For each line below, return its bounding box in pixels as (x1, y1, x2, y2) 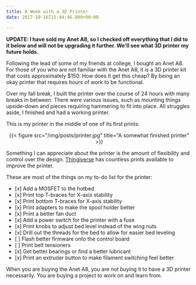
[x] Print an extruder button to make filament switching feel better (14, 254, 174, 261)
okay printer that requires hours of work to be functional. (6, 78, 145, 86)
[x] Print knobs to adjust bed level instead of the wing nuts (14, 222, 157, 229)
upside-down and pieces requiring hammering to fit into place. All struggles (6, 102, 190, 109)
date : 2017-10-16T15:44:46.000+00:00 (6, 14, 99, 20)
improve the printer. (6, 162, 54, 169)
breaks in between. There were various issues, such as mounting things (6, 96, 181, 103)
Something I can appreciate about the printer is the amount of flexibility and (6, 149, 190, 157)
